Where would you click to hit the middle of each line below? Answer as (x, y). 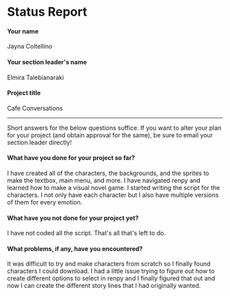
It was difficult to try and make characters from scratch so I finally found (109, 264)
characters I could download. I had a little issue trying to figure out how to (111, 271)
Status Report (47, 12)
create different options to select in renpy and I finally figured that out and (111, 278)
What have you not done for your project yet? (73, 218)
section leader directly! (39, 142)
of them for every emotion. (45, 202)
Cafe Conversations (35, 108)
